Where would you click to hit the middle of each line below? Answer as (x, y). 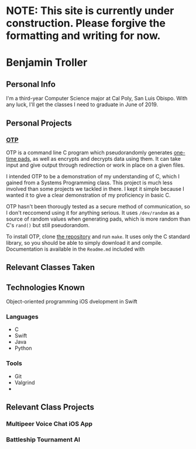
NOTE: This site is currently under (90, 11)
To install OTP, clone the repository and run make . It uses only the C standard (98, 237)
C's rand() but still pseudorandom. (48, 225)
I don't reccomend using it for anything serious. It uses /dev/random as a (93, 212)
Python (23, 348)
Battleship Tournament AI (43, 440)
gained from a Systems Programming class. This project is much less (89, 183)
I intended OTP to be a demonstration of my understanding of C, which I (93, 176)
